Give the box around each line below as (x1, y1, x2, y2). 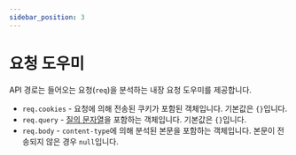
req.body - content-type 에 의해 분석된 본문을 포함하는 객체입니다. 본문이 (21, 125, 276, 136)
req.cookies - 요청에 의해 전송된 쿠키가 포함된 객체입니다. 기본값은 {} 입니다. (21, 103, 288, 114)
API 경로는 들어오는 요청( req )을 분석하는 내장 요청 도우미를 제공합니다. (9, 85, 253, 95)
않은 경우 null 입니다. (45, 136, 120, 146)
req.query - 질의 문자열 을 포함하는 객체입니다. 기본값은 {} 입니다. (21, 114, 247, 124)
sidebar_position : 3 (9, 12, 86, 22)
